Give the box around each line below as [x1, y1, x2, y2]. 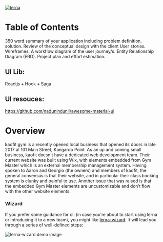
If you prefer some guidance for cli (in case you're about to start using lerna [5, 211, 158, 218]
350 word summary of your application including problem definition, [5, 38, 142, 44]
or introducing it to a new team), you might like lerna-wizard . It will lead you [5, 217, 157, 222]
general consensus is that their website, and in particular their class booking [5, 172, 159, 178]
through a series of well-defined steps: [5, 222, 83, 228]
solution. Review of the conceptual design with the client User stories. [5, 43, 145, 49]
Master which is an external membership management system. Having [5, 162, 147, 168]
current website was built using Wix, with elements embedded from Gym [5, 157, 151, 163]
